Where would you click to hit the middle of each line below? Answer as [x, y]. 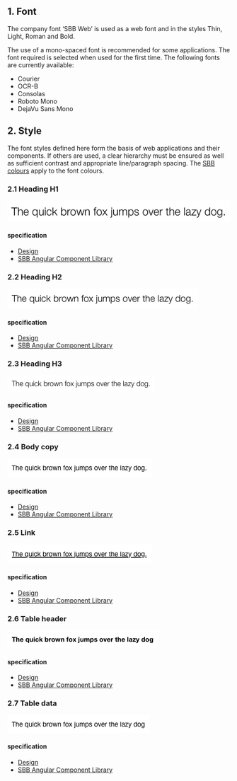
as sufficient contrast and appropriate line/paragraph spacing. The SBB [111, 163]
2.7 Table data [32, 703]
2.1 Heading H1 [33, 189]
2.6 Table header [37, 618]
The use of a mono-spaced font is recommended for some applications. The [119, 50]
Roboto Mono [37, 101]
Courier [29, 79]
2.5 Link [22, 533]
